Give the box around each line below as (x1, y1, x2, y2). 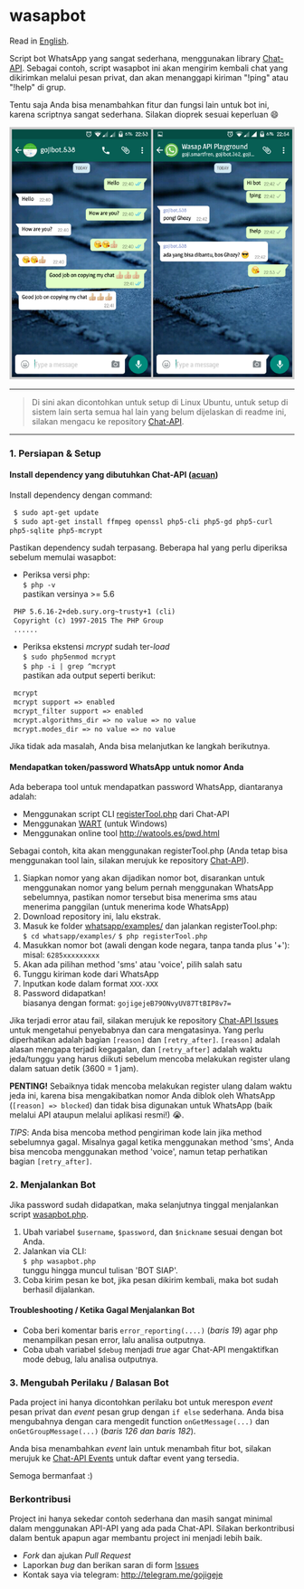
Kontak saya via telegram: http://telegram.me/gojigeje (22, 1569, 223, 1580)
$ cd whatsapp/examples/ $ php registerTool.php (22, 932, 208, 941)
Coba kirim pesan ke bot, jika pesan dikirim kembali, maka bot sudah (22, 1274, 279, 1285)
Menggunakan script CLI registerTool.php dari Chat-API (22, 809, 230, 820)
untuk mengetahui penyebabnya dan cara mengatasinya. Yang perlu (9, 1024, 264, 1036)
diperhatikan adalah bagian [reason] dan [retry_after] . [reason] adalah (9, 1034, 280, 1045)
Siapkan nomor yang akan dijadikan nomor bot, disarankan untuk (22, 872, 265, 883)
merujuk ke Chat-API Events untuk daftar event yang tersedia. (9, 1453, 240, 1464)
